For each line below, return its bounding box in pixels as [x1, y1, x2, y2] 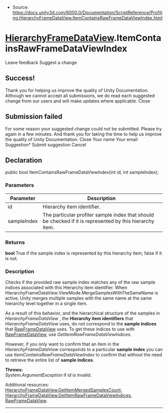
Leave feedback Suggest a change [5, 59, 77, 65]
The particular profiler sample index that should [42, 211, 154, 218]
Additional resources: [5, 382, 49, 388]
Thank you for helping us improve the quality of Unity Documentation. [5, 87, 149, 93]
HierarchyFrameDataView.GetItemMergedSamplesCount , [5, 387, 122, 393]
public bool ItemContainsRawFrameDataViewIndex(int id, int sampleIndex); [5, 169, 159, 175]
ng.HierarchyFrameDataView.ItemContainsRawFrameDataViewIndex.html [12, 15, 163, 20]
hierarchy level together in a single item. [5, 300, 87, 306]
